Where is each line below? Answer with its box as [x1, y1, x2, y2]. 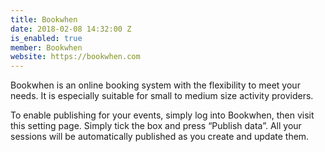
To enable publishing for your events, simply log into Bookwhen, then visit [10, 109, 315, 121]
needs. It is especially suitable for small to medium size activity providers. [10, 90, 314, 102]
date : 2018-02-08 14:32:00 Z [10, 24, 132, 34]
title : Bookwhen [10, 14, 78, 25]
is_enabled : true [10, 33, 83, 43]
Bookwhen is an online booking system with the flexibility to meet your [10, 79, 301, 91]
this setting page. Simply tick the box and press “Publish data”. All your [10, 120, 302, 132]
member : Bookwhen [10, 42, 83, 53]
